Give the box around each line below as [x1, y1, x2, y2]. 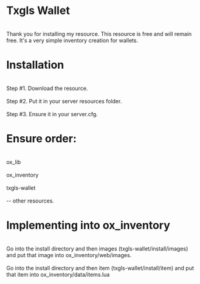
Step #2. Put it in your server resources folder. [6, 97, 122, 105]
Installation [6, 58, 64, 72]
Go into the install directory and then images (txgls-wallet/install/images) [6, 244, 188, 252]
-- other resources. [6, 197, 55, 204]
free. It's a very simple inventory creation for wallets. [6, 36, 139, 44]
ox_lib [6, 158, 21, 165]
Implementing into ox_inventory [6, 218, 170, 232]
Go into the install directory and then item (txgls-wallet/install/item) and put [6, 264, 195, 271]
